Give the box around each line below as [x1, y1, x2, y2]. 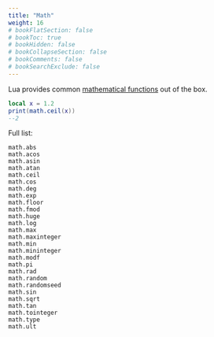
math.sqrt [8, 295, 41, 303]
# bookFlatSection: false [8, 26, 93, 34]
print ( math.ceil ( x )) [8, 107, 76, 115]
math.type [8, 316, 41, 324]
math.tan [8, 302, 37, 310]
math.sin [8, 288, 37, 296]
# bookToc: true [8, 33, 61, 42]
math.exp [8, 192, 37, 200]
